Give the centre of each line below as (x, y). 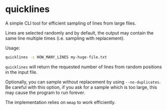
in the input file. (21, 72)
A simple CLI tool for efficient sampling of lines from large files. (71, 23)
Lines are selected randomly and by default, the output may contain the (79, 33)
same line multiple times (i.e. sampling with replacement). (65, 38)
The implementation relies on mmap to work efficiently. (61, 102)
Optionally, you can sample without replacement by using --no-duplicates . (83, 82)
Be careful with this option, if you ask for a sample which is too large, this (81, 87)
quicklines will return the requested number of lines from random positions (84, 67)
